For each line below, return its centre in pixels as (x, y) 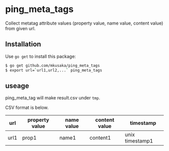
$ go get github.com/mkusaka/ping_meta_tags (53, 65)
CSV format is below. (27, 108)
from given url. (20, 28)
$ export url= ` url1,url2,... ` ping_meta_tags (54, 70)
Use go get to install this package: (41, 56)
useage (17, 86)
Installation (23, 44)
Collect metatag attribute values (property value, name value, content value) (84, 23)
